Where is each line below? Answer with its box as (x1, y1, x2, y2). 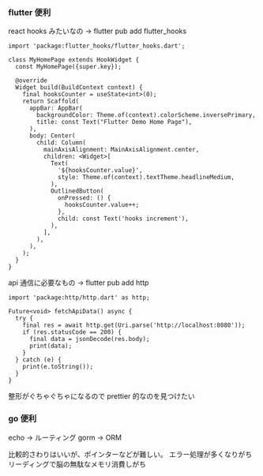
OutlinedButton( (50, 187, 104, 195)
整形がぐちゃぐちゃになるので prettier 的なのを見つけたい (8, 392, 195, 401)
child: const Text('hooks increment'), (58, 215, 190, 223)
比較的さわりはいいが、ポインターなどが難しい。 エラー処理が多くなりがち (8, 449, 253, 459)
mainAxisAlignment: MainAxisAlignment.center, (43, 146, 200, 154)
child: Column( (36, 139, 87, 147)
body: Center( (28, 132, 77, 140)
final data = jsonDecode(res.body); (28, 335, 150, 343)
